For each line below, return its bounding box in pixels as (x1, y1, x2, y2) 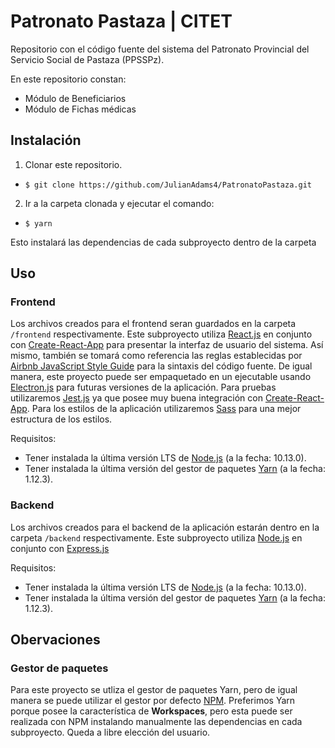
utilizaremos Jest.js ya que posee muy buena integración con (10, 392, 263, 404)
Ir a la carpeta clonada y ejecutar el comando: (24, 197, 215, 209)
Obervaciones (10, 631, 101, 649)
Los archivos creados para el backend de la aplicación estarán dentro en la (10, 521, 320, 533)
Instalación (10, 132, 82, 149)
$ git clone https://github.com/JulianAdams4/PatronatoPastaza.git (24, 180, 312, 190)
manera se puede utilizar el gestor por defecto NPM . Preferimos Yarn (10, 695, 296, 707)
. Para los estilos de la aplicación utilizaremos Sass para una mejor (26, 403, 302, 415)
